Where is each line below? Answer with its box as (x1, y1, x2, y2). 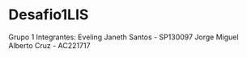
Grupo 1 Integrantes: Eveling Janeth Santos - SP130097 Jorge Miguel (8, 32, 239, 42)
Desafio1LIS (8, 6, 89, 24)
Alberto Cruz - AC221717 (8, 40, 91, 50)
